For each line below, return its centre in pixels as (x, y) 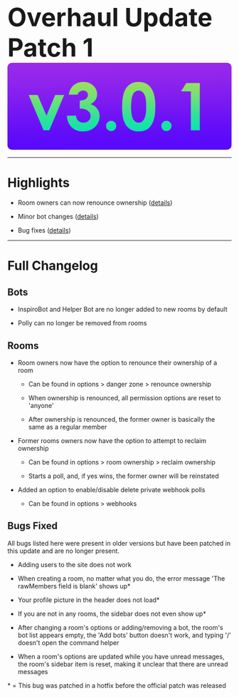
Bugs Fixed (33, 526)
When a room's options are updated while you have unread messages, (121, 656)
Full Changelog (53, 266)
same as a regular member (68, 427)
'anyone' (41, 406)
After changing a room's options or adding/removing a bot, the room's (120, 627)
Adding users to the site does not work (74, 564)
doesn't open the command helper (68, 642)
